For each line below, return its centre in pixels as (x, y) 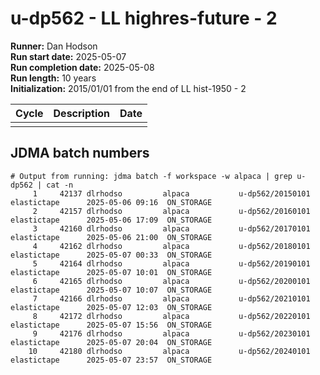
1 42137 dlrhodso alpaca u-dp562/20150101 (171, 193)
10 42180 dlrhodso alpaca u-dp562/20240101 (169, 351)
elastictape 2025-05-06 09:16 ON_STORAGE (111, 202)
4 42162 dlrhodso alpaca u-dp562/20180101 (171, 246)
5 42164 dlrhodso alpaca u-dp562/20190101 (171, 263)
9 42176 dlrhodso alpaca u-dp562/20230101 (171, 333)
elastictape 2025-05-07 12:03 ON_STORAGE (111, 307)
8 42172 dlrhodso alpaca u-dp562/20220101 (171, 316)
